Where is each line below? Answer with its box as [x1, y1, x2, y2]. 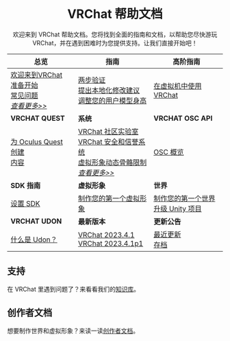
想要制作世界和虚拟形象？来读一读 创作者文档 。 [7, 327, 139, 335]
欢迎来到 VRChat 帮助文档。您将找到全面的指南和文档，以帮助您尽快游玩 [12, 30, 218, 38]
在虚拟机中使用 [153, 81, 202, 91]
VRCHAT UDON [10, 216, 62, 226]
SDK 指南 [10, 180, 41, 190]
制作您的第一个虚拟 [77, 193, 140, 203]
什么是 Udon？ [10, 235, 58, 244]
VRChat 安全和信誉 [77, 137, 139, 146]
